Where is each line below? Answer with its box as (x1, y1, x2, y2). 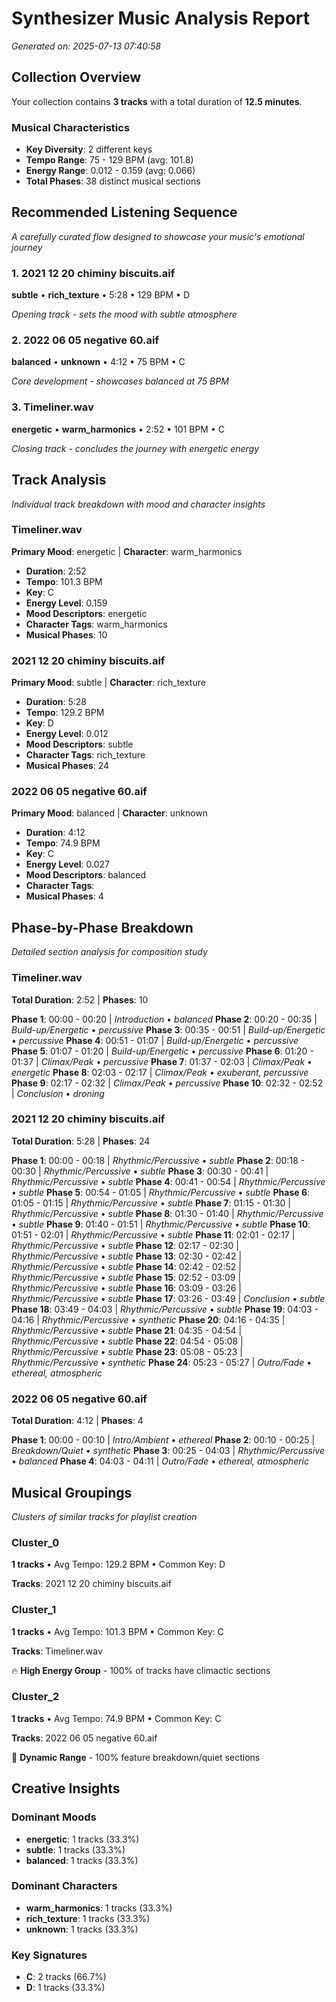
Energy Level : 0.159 (25, 597, 108, 609)
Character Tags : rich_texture (25, 749, 146, 761)
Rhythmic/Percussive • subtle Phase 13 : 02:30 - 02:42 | (11, 1250, 243, 1262)
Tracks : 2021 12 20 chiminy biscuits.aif (11, 1578, 172, 1590)
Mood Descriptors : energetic (25, 607, 148, 619)
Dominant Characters (11, 1879, 118, 1893)
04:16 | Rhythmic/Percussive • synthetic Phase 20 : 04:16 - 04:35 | (11, 1313, 286, 1326)
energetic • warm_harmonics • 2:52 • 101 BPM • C (11, 423, 225, 435)
